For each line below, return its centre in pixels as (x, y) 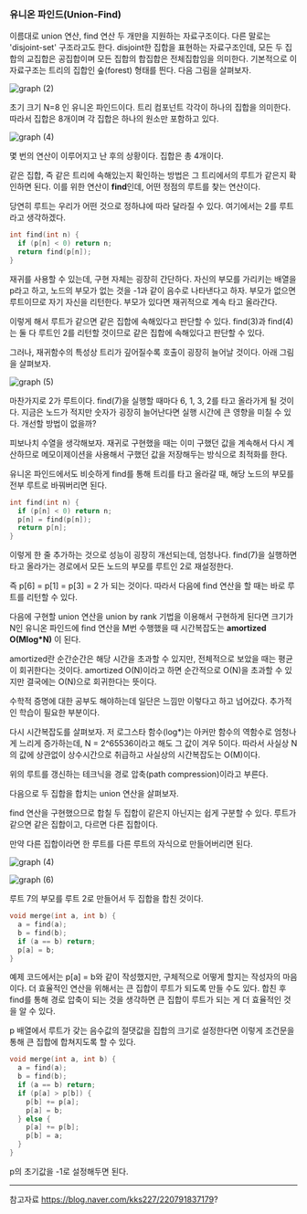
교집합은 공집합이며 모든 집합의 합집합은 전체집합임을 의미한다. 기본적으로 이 (162, 59)
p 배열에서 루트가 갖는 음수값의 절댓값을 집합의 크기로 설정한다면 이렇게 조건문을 (152, 1030)
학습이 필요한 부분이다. (59, 713)
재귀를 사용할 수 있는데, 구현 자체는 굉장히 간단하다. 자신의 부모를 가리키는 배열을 (153, 279)
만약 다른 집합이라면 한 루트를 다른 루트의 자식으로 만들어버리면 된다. (131, 844)
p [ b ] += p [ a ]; (53, 1102)
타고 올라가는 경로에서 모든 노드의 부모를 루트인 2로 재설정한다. (122, 566)
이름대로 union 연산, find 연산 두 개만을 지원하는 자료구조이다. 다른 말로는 (140, 36)
